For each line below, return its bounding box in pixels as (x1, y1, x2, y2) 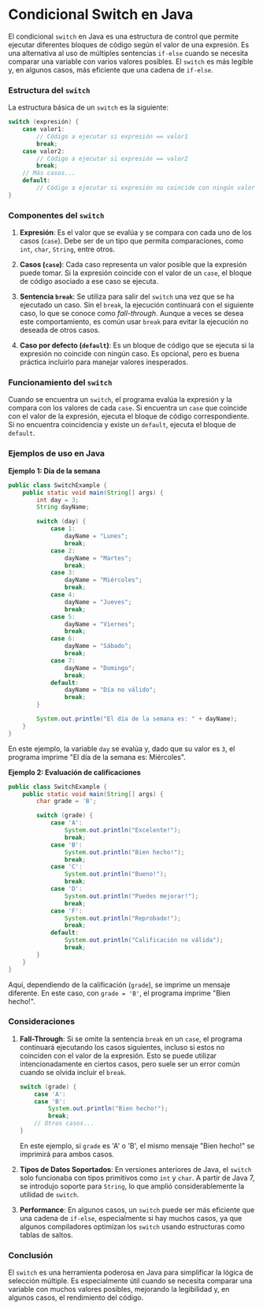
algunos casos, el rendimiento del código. (8, 1293, 144, 1302)
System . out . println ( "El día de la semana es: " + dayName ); (36, 715, 238, 723)
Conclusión (8, 1249, 54, 1260)
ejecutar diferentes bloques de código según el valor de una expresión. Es (8, 39, 250, 49)
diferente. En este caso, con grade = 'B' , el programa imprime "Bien (8, 988, 231, 998)
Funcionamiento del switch (8, 377, 113, 388)
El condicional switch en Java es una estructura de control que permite (8, 32, 239, 41)
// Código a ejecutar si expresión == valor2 (36, 154, 189, 162)
